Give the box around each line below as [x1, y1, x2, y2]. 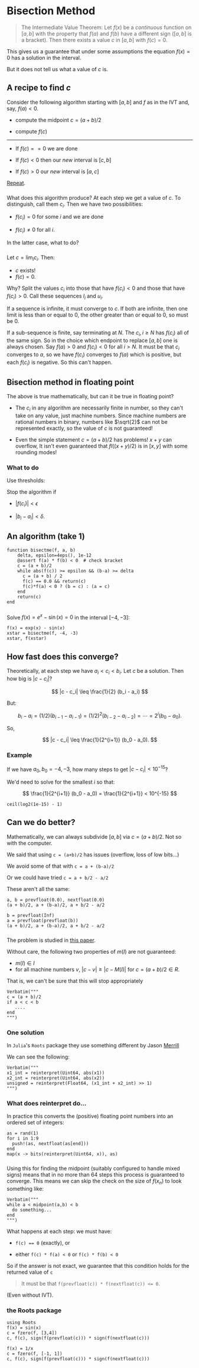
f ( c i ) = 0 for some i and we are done [15, 213, 104, 222]
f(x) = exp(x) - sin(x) [6, 625, 66, 631]
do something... [12, 1207, 52, 1213]
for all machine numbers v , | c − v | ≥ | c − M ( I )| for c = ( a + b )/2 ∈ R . [15, 966, 180, 973]
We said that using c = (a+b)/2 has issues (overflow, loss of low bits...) [6, 851, 180, 858]
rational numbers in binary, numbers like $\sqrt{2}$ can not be [15, 418, 168, 426]
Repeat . [6, 179, 26, 186]
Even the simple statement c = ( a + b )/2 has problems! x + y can [15, 436, 172, 443]
